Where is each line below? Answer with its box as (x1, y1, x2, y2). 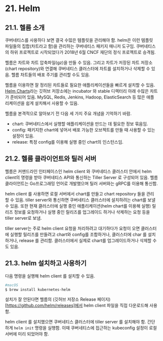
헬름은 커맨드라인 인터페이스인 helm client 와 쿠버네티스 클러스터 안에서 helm (5, 168, 152, 174)
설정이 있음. (12, 133, 35, 139)
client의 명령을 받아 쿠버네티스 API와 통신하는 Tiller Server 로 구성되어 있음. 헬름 (5, 174, 158, 180)
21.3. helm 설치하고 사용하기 (5, 259, 87, 267)
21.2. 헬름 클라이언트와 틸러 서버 (5, 155, 97, 163)
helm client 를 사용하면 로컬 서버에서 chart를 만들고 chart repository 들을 (5, 191, 146, 196)
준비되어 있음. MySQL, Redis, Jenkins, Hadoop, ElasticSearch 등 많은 (10, 94, 146, 100)
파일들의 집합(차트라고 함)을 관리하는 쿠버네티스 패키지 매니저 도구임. (5, 43, 135, 49)
